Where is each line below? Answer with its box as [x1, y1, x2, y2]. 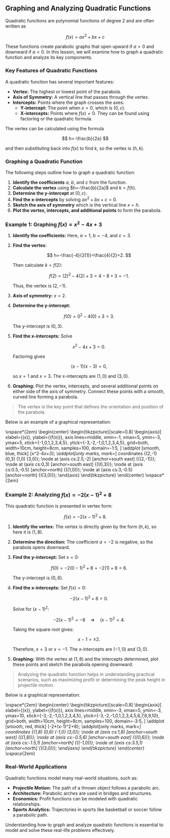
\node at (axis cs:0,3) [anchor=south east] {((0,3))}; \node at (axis [5, 461, 143, 467]
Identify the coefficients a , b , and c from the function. [12, 179, 127, 185]
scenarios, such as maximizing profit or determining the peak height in [17, 677, 165, 683]
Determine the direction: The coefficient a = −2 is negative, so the [12, 539, 153, 545]
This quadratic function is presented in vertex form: [5, 503, 113, 509]
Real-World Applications [5, 763, 67, 770]
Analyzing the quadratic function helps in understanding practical [17, 672, 155, 678]
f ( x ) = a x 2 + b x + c [65, 33, 105, 40]
